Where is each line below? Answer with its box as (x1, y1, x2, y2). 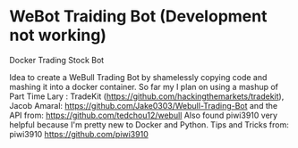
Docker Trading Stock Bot (9, 54, 105, 65)
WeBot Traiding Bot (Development (9, 6, 268, 27)
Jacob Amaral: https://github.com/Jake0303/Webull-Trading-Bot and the (9, 100, 278, 111)
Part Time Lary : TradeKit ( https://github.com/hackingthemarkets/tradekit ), (9, 91, 285, 102)
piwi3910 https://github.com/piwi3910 (9, 128, 149, 139)
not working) (9, 25, 107, 45)
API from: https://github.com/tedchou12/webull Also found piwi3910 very (9, 110, 278, 120)
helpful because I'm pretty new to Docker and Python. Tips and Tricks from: (9, 119, 289, 130)
